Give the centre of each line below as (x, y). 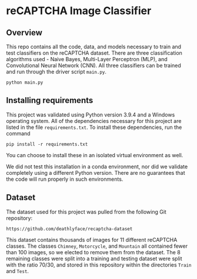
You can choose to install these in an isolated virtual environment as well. (95, 155)
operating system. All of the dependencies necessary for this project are (94, 121)
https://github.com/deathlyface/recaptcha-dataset (69, 229)
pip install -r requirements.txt (47, 144)
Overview (24, 33)
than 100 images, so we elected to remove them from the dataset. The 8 (93, 252)
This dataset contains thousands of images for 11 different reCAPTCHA (92, 240)
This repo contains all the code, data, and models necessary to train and (94, 46)
